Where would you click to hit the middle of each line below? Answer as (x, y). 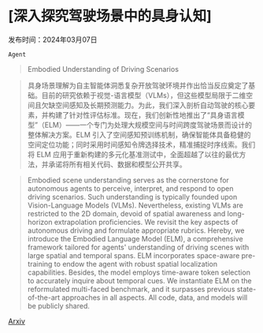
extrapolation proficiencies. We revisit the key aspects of (146, 222)
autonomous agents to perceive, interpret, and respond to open (130, 188)
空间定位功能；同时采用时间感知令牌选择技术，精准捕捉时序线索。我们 (141, 144)
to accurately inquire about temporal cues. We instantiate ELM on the (139, 280)
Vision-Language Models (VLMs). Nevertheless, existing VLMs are (135, 205)
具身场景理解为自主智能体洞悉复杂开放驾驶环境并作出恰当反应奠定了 (138, 85)
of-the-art (44, 297)
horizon (40, 222)
